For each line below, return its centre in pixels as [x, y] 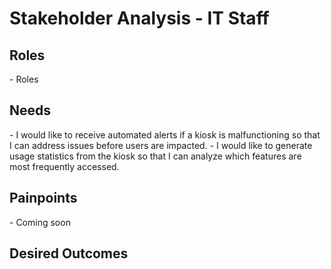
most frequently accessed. [64, 166]
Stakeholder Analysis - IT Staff [139, 18]
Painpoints [43, 198]
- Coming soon [40, 222]
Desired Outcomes [69, 253]
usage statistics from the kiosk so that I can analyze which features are [155, 156]
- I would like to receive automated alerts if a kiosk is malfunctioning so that [165, 134]
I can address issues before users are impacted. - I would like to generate [161, 145]
